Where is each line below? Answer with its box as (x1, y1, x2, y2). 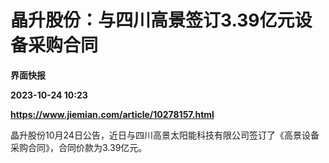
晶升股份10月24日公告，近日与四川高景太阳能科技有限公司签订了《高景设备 (10, 129, 320, 141)
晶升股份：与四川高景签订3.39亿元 (10, 9, 295, 32)
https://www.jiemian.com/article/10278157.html (10, 108, 215, 120)
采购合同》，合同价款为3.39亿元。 (10, 141, 148, 153)
